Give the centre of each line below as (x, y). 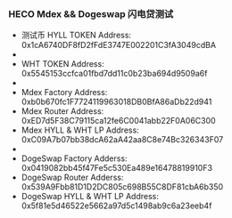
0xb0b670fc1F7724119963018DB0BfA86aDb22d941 (116, 102)
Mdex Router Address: (62, 111)
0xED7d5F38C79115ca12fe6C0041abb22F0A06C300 (118, 121)
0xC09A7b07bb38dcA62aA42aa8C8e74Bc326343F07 (122, 140)
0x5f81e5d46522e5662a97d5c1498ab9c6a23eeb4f (116, 206)
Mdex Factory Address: (64, 93)
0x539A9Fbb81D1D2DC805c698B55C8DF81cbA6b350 (122, 187)
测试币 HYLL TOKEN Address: (76, 35)
